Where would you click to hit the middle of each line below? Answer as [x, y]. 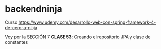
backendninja [34, 9]
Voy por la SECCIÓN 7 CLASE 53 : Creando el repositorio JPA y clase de [78, 37]
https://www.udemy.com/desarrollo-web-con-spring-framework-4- [87, 22]
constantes [16, 42]
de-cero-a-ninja [21, 27]
